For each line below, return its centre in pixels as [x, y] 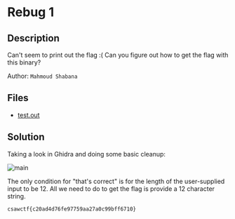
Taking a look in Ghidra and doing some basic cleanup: [87, 154]
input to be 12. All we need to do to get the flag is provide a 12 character [111, 188]
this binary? [24, 62]
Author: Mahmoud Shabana [42, 76]
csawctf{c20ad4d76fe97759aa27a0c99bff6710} [72, 209]
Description [33, 38]
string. [16, 196]
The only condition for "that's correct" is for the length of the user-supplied [116, 181]
